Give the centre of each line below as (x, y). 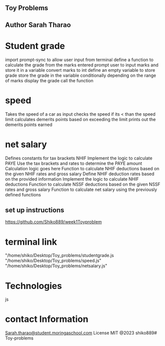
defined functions (23, 194)
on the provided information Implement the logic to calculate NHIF (72, 179)
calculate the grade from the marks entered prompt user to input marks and (82, 65)
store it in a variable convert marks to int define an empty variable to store (80, 70)
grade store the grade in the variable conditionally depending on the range (81, 75)
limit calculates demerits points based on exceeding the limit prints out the (81, 119)
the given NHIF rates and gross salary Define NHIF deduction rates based (80, 174)
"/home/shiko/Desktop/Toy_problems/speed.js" (53, 261)
